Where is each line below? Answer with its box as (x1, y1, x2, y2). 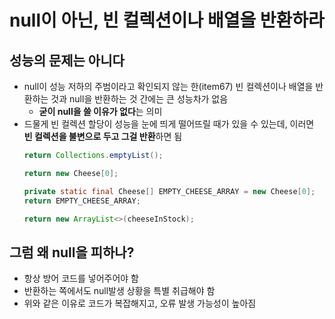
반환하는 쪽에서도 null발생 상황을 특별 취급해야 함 (23, 285, 216, 297)
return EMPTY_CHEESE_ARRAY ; (23, 196, 141, 206)
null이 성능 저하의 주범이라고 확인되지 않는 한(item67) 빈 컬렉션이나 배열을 (23, 81, 314, 92)
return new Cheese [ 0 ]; (23, 168, 119, 178)
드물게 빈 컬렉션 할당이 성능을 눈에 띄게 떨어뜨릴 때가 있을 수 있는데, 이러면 (23, 118, 315, 130)
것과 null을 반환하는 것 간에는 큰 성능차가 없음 (50, 93, 229, 105)
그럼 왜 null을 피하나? (9, 244, 135, 261)
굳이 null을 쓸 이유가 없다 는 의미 (38, 106, 163, 117)
